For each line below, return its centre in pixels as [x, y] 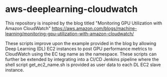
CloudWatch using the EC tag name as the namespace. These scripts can [81, 54]
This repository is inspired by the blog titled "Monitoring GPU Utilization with [84, 23]
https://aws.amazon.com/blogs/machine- [94, 28]
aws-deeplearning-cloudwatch [71, 9]
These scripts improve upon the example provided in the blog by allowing [81, 43]
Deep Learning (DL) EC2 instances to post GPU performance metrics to [79, 48]
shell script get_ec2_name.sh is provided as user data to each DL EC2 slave [83, 64]
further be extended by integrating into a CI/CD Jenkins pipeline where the [82, 59]
